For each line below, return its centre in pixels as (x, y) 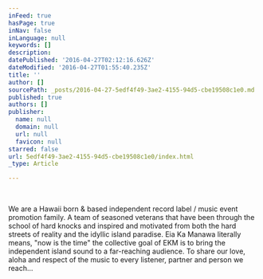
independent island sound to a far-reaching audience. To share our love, (127, 251)
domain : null (37, 127)
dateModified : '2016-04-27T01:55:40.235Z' (80, 68)
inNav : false (30, 30)
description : (30, 53)
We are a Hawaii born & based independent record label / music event (123, 209)
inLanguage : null (37, 38)
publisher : (26, 112)
